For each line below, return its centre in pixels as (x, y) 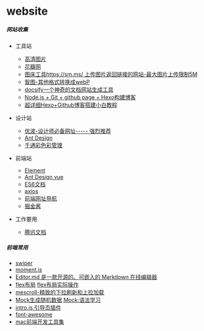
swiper (24, 263)
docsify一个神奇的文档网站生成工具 (69, 89)
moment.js (29, 270)
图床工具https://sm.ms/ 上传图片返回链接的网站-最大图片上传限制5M (111, 74)
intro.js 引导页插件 (38, 308)
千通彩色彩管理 (43, 145)
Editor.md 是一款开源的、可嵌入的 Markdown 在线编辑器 (86, 277)
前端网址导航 (41, 199)
